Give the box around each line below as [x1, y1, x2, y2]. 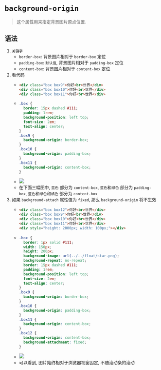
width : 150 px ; [23, 245, 52, 249]
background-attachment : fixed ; [23, 340, 87, 345]
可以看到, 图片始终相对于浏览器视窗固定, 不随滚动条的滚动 [18, 359, 135, 365]
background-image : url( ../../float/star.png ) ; [23, 253, 120, 259]
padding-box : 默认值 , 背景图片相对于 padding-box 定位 [18, 60, 124, 65]
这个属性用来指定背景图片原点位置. [16, 19, 86, 24]
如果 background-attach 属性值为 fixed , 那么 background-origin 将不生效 [11, 197, 157, 203]
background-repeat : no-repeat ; [23, 258, 87, 263]
